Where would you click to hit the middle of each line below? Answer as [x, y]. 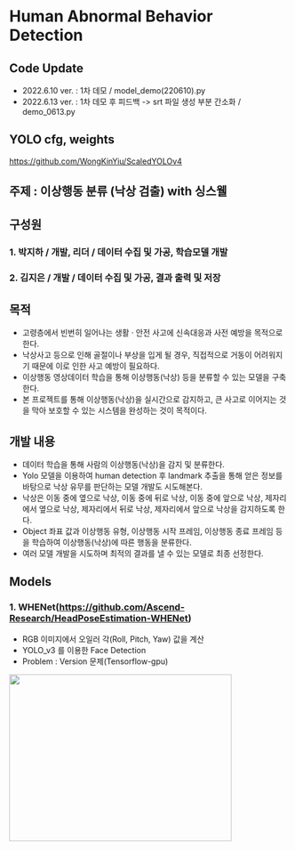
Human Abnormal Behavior [111, 16]
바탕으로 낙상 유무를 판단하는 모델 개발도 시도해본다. [112, 487]
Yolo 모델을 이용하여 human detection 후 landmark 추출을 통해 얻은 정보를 [152, 476]
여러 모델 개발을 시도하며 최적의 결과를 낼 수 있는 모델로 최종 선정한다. [143, 554]
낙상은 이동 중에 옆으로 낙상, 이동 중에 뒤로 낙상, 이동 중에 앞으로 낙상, [143, 498]
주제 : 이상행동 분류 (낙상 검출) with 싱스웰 [118, 192]
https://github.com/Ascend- [122, 607]
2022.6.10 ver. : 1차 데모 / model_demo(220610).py [114, 90]
